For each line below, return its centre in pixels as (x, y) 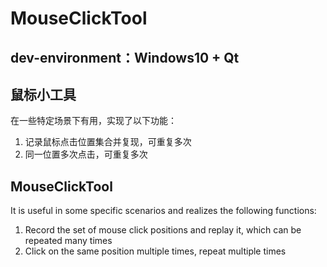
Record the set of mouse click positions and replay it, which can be (163, 230)
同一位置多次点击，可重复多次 (86, 154)
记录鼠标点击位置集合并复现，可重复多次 (108, 142)
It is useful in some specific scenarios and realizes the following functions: (163, 211)
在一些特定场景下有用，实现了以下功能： (93, 121)
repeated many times (68, 241)
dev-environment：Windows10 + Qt (125, 57)
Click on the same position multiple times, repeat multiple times (155, 251)
